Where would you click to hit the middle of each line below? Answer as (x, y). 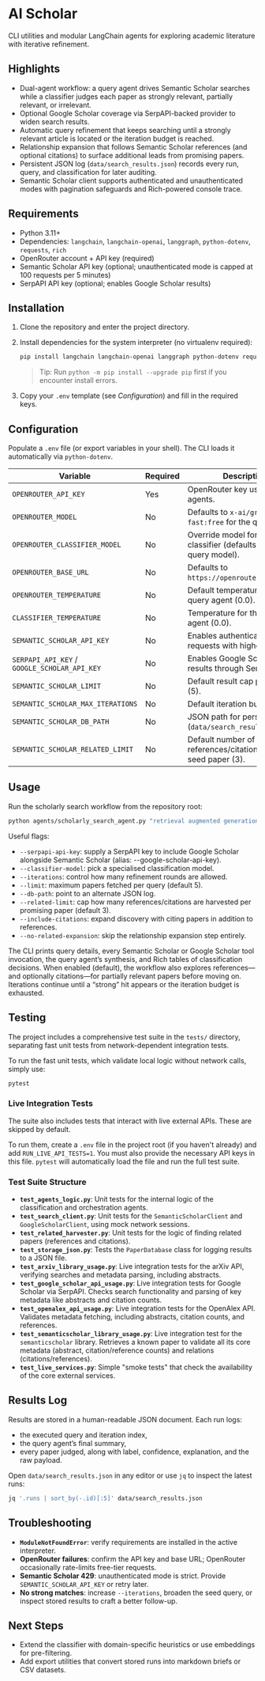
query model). (213, 555)
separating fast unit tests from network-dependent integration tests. (119, 1045)
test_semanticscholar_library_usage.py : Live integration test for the (131, 1334)
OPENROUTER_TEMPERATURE (57, 595)
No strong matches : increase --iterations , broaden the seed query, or (136, 1592)
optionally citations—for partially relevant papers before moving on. (132, 976)
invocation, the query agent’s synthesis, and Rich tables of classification (125, 959)
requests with (213, 646)
